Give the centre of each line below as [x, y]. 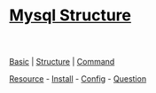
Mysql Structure [70, 15]
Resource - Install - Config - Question [78, 78]
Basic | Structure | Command [62, 61]
